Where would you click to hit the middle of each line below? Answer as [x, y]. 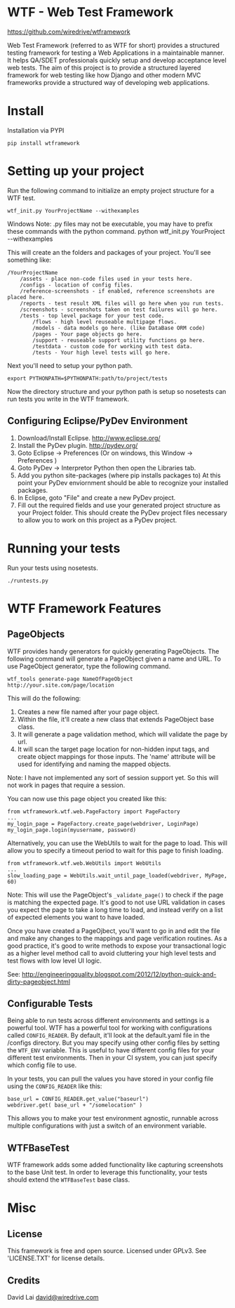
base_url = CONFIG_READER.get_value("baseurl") [78, 1099]
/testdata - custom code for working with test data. [113, 346]
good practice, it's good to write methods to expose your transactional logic [117, 946]
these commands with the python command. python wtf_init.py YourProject [116, 231]
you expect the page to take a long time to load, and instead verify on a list [115, 909]
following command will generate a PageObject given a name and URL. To [114, 659]
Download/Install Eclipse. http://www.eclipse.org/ [89, 438]
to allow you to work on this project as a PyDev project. [97, 520]
